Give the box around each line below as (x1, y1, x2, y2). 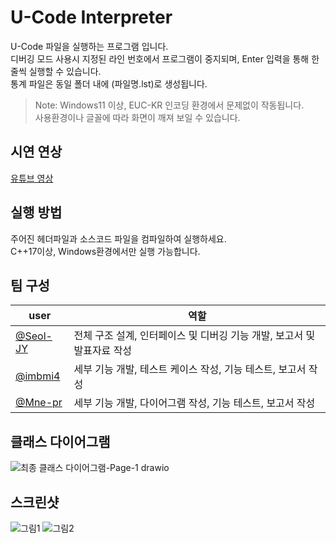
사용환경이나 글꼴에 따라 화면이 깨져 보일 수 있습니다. (34, 111, 241, 123)
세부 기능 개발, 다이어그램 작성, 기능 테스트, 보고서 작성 (73, 396, 316, 410)
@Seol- (15, 329, 53, 343)
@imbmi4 (15, 369, 61, 383)
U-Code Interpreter (10, 6, 173, 29)
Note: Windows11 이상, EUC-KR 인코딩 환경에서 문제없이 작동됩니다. (34, 99, 305, 111)
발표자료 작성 (73, 344, 133, 358)
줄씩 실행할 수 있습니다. (10, 65, 102, 77)
